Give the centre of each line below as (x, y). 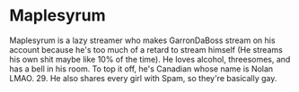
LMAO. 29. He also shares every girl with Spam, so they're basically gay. (143, 78)
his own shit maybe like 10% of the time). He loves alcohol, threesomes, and (150, 59)
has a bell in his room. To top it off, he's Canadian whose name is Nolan (141, 69)
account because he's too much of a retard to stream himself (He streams (146, 49)
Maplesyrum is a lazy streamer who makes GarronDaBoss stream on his (142, 40)
